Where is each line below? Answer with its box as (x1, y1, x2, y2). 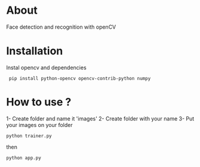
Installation (6, 44, 63, 58)
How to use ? (6, 95, 72, 109)
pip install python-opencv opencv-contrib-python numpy (8, 75, 151, 81)
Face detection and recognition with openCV (6, 23, 116, 30)
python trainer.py (6, 132, 52, 139)
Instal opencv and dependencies (6, 64, 87, 71)
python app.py (6, 154, 42, 161)
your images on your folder (6, 121, 73, 128)
